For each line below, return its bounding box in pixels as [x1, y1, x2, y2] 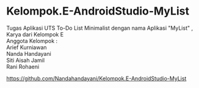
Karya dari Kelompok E [6, 30, 64, 38]
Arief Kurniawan [6, 44, 47, 51]
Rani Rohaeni [6, 63, 40, 70]
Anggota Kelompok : [6, 37, 58, 44]
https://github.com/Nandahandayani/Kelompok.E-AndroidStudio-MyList [6, 75, 187, 82]
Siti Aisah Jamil [6, 56, 45, 64]
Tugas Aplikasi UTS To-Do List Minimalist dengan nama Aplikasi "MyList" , [6, 24, 194, 32]
